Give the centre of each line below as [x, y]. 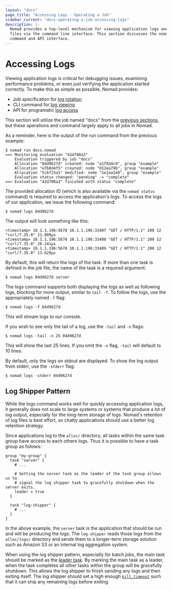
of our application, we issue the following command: [60, 202]
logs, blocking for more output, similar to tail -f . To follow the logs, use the [86, 292]
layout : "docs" [21, 10]
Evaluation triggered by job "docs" [54, 159]
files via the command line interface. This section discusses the [83, 34]
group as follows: [24, 446]
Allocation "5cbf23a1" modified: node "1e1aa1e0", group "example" [88, 172]
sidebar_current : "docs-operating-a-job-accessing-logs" [67, 19]
